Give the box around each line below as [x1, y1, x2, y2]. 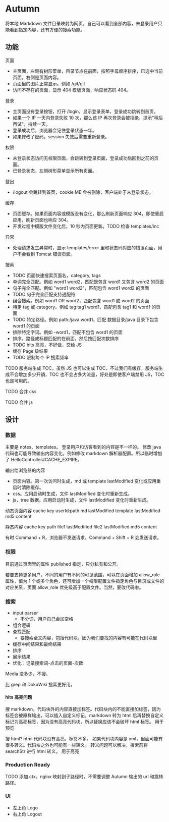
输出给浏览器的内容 [5, 467, 45, 473]
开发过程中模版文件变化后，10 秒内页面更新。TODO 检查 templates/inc [12, 223, 159, 229]
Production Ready [5, 761, 50, 769]
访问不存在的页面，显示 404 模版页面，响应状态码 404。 [12, 87, 131, 93]
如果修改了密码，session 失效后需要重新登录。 [12, 133, 110, 139]
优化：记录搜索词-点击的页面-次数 [12, 660, 83, 666]
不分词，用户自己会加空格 [20, 616, 74, 622]
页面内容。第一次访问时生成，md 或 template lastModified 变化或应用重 [12, 478, 161, 484]
